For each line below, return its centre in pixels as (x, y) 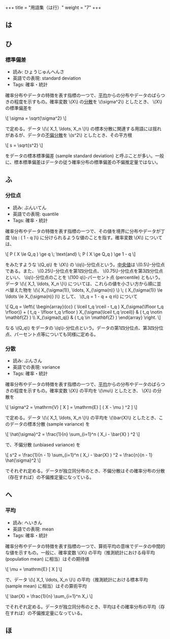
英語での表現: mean (33, 529)
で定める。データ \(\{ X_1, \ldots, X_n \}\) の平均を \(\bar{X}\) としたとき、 (82, 418)
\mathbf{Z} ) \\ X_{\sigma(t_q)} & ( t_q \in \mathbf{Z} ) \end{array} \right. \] (83, 317)
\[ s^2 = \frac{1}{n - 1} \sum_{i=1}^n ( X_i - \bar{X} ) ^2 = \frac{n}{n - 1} (79, 455)
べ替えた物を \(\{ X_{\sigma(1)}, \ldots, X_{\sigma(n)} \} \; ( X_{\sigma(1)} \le (84, 290)
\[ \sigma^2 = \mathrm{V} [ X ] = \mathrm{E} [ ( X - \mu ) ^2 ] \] (71, 407)
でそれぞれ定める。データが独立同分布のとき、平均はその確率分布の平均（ (83, 606)
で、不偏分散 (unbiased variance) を (43, 445)
